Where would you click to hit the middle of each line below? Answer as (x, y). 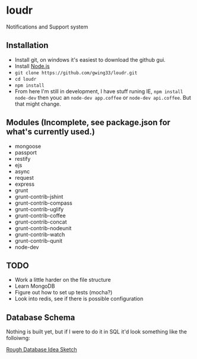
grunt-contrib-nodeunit (43, 228)
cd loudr (26, 79)
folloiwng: (18, 338)
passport (26, 153)
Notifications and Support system (47, 27)
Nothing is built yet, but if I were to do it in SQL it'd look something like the (96, 332)
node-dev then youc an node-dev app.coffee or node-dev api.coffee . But (103, 97)
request (24, 177)
